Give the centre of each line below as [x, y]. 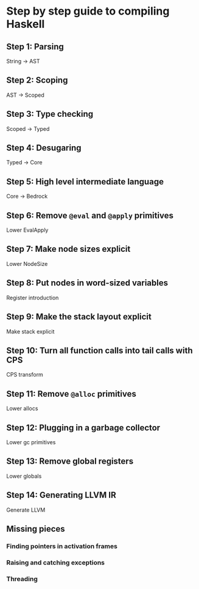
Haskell [26, 24]
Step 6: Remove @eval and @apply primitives [90, 215]
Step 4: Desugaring [44, 148]
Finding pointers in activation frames [62, 546]
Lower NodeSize [27, 263]
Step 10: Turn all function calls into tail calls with [100, 350]
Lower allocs [22, 408]
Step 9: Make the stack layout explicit [79, 317]
